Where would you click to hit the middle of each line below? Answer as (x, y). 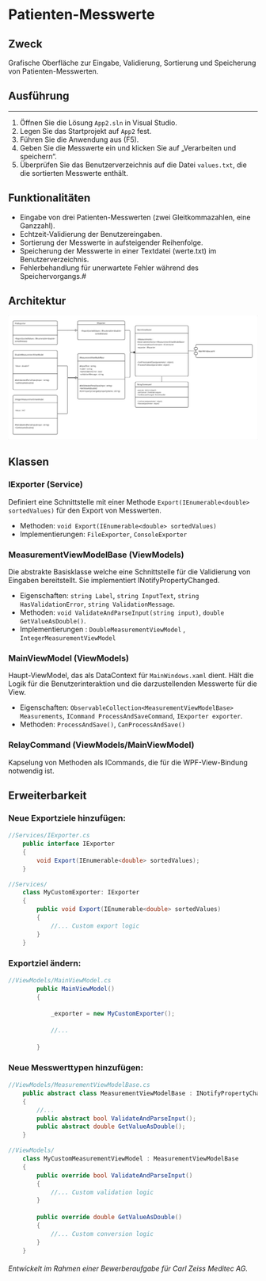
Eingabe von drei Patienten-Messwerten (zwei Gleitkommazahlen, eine (135, 217)
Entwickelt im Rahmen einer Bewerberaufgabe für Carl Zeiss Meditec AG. (128, 1268)
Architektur (37, 301)
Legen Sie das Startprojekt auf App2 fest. (85, 131)
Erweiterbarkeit (47, 795)
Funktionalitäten (49, 198)
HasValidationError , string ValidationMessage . (97, 604)
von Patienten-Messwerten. (53, 71)
